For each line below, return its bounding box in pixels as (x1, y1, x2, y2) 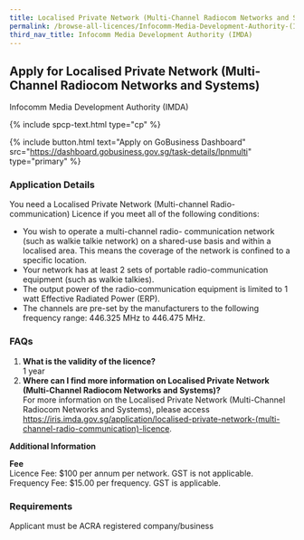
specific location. (22, 255, 88, 266)
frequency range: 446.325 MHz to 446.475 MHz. (22, 313, 206, 324)
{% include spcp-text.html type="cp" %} (9, 119, 161, 130)
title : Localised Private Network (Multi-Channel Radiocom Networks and (9, 13, 290, 23)
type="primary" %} (9, 156, 81, 167)
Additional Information (9, 441, 97, 451)
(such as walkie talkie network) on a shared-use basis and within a (22, 236, 271, 247)
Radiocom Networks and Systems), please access (22, 403, 210, 414)
